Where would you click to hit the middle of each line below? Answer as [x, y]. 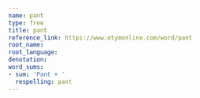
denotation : [28, 60]
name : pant [26, 15]
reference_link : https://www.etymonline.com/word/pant [100, 38]
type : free [26, 23]
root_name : [26, 45]
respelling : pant [44, 81]
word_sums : [26, 67]
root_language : [33, 52]
